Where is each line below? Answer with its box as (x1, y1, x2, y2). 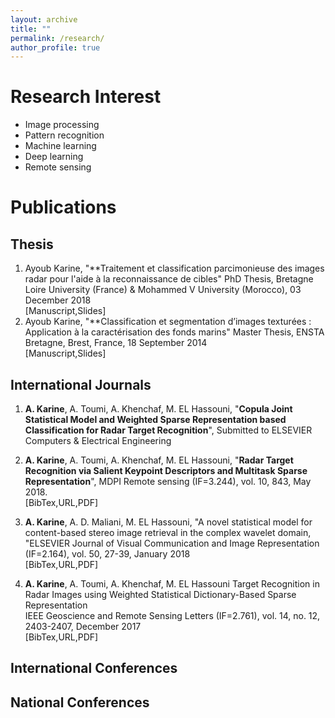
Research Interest (10, 86, 162, 108)
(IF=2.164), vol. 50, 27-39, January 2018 (24, 548, 191, 560)
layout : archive (10, 14, 78, 25)
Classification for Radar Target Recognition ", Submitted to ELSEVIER (24, 424, 313, 436)
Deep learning (24, 151, 84, 163)
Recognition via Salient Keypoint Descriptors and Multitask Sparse (24, 465, 308, 476)
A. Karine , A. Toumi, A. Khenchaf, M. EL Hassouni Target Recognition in (24, 578, 320, 590)
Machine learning (24, 140, 97, 152)
